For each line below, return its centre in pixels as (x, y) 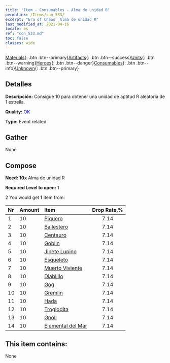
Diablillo (54, 276)
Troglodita (56, 309)
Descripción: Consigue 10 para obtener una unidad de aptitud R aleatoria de (85, 96)
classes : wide (20, 43)
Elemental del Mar (65, 326)
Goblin (52, 243)
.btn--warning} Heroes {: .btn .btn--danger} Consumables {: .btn (70, 63)
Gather (16, 137)
